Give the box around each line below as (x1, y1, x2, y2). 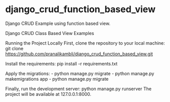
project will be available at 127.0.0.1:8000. (5, 91, 91, 97)
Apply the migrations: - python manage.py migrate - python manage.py (5, 70, 155, 77)
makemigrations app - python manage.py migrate (5, 76, 109, 82)
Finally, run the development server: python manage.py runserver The (5, 85, 152, 92)
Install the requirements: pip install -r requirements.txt (5, 60, 118, 66)
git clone (5, 45, 24, 51)
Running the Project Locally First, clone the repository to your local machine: (5, 40, 165, 46)
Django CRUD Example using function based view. (5, 20, 111, 26)
